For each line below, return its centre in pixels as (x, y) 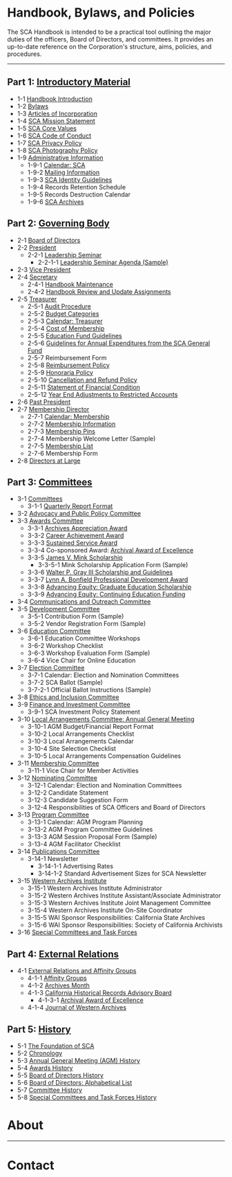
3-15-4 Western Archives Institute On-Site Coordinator (105, 910)
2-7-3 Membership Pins (61, 431)
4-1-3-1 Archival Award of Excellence (90, 1000)
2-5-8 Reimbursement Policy (69, 365)
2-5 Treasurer (37, 299)
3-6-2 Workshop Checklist (65, 646)
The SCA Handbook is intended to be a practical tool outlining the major (109, 32)
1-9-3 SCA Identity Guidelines (70, 179)
